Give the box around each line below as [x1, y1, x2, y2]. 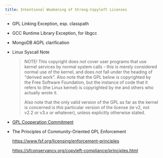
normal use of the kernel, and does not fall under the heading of [24, 69, 153, 75]
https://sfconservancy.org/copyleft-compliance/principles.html [12, 147, 139, 153]
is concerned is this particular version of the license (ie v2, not [24, 104, 150, 110]
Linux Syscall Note [12, 49, 50, 55]
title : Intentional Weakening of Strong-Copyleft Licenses [5, 7, 127, 12]
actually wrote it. [24, 90, 58, 95]
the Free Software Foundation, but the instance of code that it [24, 79, 148, 85]
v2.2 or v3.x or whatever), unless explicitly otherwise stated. [24, 110, 145, 115]
